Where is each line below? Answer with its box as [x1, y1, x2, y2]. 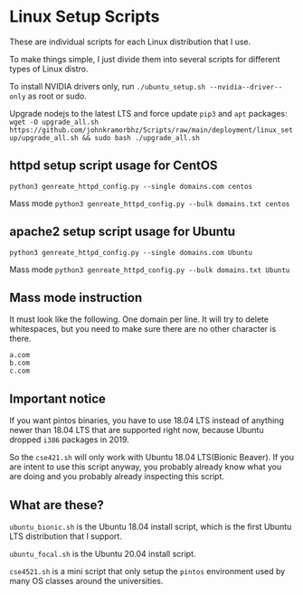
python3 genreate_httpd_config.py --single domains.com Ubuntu [9, 248, 253, 257]
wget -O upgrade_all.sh [9, 118, 99, 127]
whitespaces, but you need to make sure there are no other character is [9, 324, 277, 335]
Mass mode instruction [9, 289, 143, 305]
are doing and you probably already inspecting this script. [9, 471, 224, 482]
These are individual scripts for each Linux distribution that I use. [9, 36, 251, 47]
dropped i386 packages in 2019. [9, 434, 129, 445]
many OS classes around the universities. [9, 576, 164, 586]
